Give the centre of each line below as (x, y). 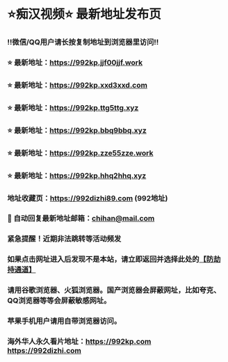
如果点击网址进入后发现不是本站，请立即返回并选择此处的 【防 (111, 260)
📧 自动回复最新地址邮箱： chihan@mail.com (81, 219)
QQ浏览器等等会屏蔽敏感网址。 (59, 301)
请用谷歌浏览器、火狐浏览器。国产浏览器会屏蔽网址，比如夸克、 (114, 290)
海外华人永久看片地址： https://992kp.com (79, 342)
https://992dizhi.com (44, 351)
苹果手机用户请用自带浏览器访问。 (64, 321)
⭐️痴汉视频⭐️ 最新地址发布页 (84, 14)
